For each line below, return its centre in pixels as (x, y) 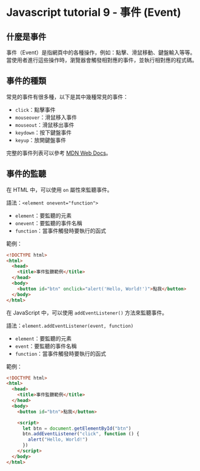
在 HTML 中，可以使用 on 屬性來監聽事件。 (60, 189)
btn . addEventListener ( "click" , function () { (81, 434)
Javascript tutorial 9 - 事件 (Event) (94, 12)
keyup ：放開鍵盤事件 (41, 140)
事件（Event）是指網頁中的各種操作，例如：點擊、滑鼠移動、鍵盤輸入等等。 (101, 53)
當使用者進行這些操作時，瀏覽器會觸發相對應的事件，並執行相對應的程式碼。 (102, 60)
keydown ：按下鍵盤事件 (43, 132)
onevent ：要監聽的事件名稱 (48, 223)
